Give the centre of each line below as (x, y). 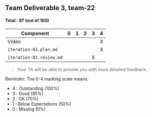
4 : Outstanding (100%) (36, 88)
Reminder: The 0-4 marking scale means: (47, 79)
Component (35, 33)
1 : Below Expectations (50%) (42, 104)
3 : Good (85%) (28, 93)
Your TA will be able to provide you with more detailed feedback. (82, 69)
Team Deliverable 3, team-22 (50, 8)
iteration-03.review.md (35, 57)
